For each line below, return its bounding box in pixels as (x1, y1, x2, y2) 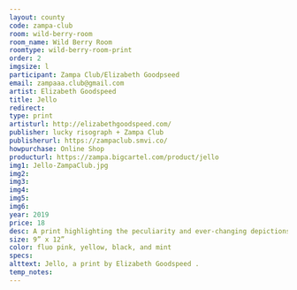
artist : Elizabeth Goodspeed (9, 87, 117, 95)
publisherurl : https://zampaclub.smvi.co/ (9, 136, 168, 145)
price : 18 (9, 218, 46, 227)
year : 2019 (9, 210, 49, 219)
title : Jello (9, 95, 57, 104)
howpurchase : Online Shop (9, 144, 104, 153)
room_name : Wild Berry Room (9, 37, 113, 47)
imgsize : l (9, 63, 49, 72)
